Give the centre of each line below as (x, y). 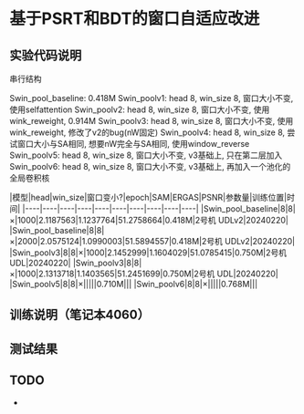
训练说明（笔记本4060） (80, 315)
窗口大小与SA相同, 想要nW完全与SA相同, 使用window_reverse (133, 144)
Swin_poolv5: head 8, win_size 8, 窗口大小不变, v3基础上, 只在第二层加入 (146, 155)
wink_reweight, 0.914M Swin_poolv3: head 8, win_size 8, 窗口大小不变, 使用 (152, 121)
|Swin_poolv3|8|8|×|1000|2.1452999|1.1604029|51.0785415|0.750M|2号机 (148, 253)
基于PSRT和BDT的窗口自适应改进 (135, 19)
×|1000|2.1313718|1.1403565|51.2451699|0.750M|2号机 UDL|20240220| (144, 274)
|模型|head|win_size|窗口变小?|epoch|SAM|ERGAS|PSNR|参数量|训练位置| (148, 197)
